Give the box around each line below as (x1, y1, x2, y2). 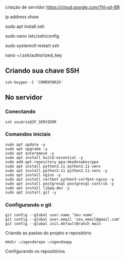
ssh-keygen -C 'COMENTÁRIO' (5, 79, 63, 85)
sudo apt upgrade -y (5, 146, 48, 151)
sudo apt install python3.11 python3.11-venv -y (5, 168, 108, 173)
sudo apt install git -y (5, 190, 57, 195)
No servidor (5, 93, 43, 102)
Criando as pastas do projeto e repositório (5, 230, 92, 236)
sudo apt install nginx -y (5, 172, 61, 178)
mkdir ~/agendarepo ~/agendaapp (5, 240, 72, 245)
